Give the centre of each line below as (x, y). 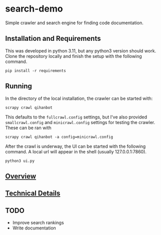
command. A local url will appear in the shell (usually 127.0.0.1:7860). (76, 151)
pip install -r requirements (36, 71)
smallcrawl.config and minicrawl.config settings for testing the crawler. (80, 122)
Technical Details (33, 193)
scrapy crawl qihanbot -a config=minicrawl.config (59, 137)
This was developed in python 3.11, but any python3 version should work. (81, 50)
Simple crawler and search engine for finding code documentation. (74, 23)
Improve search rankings (38, 223)
